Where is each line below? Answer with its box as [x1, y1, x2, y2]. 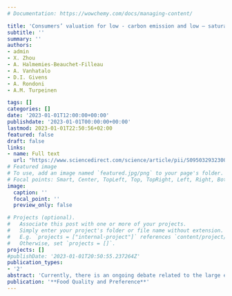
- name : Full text [7, 150, 60, 157]
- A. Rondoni [7, 80, 45, 87]
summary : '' [7, 35, 41, 42]
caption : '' [13, 189, 48, 196]
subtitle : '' [7, 29, 45, 36]
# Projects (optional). [7, 215, 76, 221]
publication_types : [7, 259, 64, 266]
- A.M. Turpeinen [7, 87, 57, 94]
